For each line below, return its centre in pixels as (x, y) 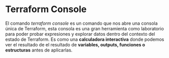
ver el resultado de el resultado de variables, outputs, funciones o (75, 44)
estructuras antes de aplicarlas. (39, 50)
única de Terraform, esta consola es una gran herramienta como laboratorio (84, 28)
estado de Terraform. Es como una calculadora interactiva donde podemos (85, 39)
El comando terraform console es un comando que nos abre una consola (82, 23)
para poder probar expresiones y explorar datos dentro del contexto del (80, 34)
